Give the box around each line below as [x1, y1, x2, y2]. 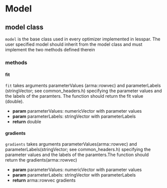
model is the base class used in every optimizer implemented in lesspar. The [5, 36, 161, 42]
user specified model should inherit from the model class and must [5, 41, 143, 47]
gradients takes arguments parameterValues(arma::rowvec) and [5, 141, 137, 147]
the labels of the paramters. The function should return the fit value [5, 93, 144, 99]
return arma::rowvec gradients [12, 178, 76, 184]
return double [12, 119, 41, 125]
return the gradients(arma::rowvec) [5, 157, 77, 163]
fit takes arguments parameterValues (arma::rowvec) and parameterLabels [5, 83, 161, 89]
